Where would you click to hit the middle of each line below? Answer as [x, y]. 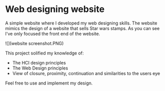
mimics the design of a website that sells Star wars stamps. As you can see [82, 28]
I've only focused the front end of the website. [53, 33]
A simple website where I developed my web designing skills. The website [81, 23]
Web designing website [55, 9]
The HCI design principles [39, 62]
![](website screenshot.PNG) [34, 43]
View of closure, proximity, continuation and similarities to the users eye [86, 73]
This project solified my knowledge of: [44, 53]
